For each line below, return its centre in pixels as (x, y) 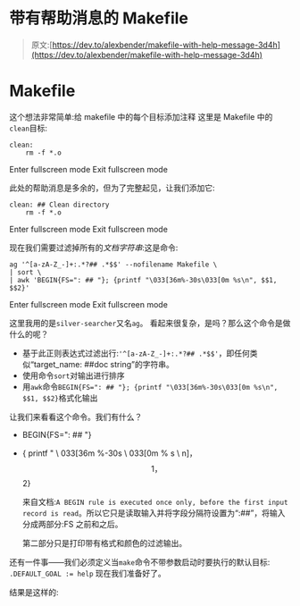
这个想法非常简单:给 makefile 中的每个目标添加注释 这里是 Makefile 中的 (141, 116)
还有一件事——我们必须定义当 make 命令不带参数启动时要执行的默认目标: (140, 562)
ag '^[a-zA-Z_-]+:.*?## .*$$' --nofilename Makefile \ (113, 265)
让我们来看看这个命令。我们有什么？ (76, 417)
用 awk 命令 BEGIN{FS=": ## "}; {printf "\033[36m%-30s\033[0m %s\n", (150, 386)
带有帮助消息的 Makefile (99, 18)
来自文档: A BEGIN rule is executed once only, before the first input (155, 501)
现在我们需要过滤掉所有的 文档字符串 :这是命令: (94, 248)
